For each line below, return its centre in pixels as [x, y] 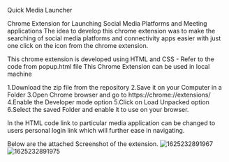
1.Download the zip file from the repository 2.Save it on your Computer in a [114, 87]
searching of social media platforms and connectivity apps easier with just [114, 38]
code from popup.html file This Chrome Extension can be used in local [109, 66]
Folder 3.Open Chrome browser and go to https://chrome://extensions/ [109, 95]
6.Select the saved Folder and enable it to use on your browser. [98, 110]
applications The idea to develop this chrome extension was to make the [111, 31]
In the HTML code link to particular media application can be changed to [111, 123]
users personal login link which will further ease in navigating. [96, 130]
